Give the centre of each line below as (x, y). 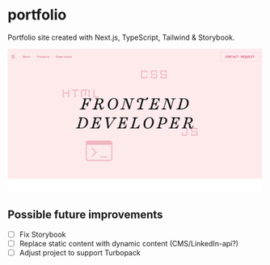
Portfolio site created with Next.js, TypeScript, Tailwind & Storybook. (121, 37)
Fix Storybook (42, 234)
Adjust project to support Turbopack (80, 252)
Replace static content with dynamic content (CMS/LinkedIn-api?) (129, 243)
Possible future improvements (85, 215)
